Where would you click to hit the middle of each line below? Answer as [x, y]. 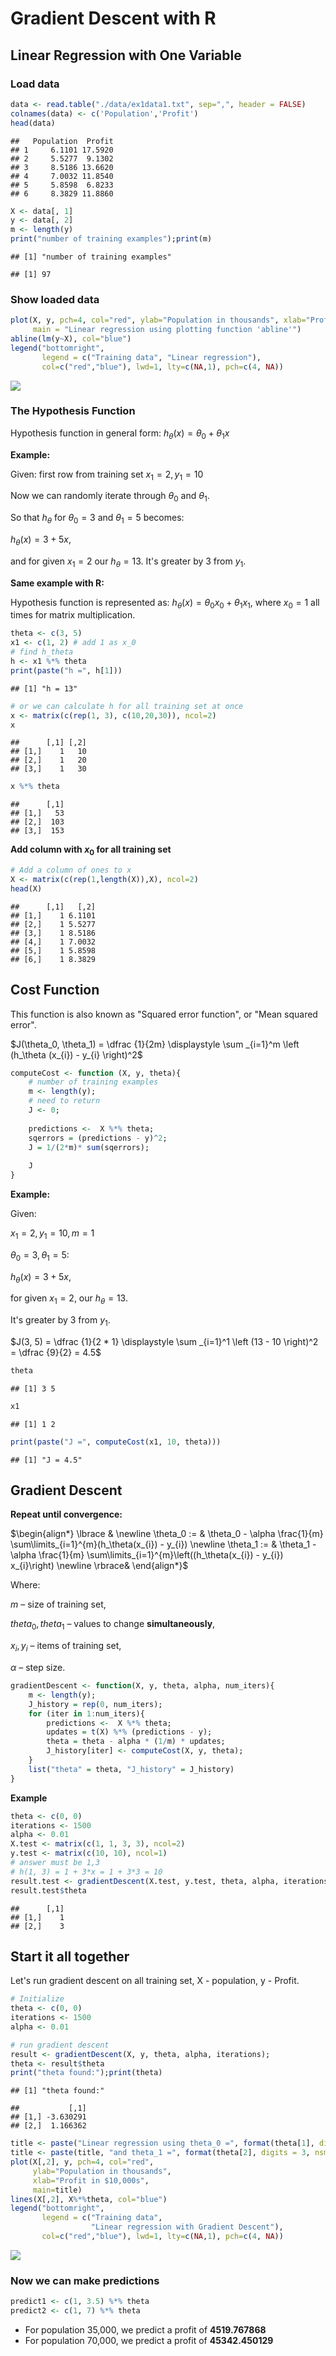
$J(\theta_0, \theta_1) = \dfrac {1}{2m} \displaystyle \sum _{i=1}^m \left [155, 1044]
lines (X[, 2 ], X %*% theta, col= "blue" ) [89, 2199]
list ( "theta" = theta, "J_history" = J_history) [131, 1769]
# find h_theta [42, 652]
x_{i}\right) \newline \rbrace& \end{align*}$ [99, 1566]
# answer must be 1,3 [55, 1863]
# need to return [64, 1101]
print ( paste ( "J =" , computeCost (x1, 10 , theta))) [116, 1442]
